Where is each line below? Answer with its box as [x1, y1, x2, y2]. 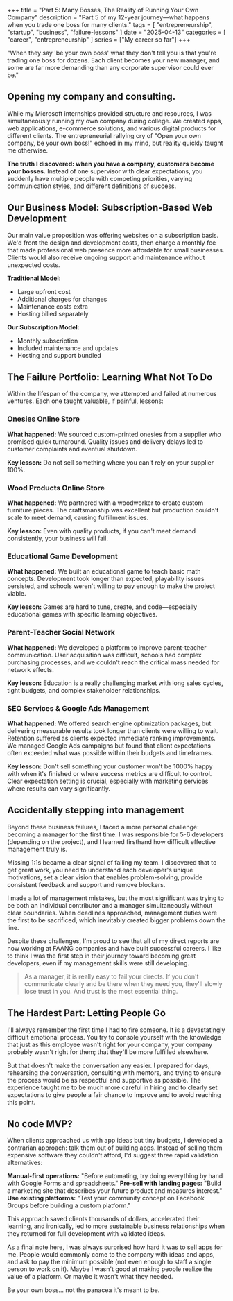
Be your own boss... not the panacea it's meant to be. [7, 1286, 160, 1294]
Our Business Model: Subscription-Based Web [7, 202, 213, 214]
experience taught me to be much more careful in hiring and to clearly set [7, 1083, 218, 1092]
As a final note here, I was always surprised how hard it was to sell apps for [7, 1243, 223, 1251]
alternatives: [7, 1158, 43, 1167]
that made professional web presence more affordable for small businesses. [7, 245, 225, 254]
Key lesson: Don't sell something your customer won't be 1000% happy [7, 762, 213, 770]
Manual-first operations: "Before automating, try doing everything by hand [7, 1172, 223, 1180]
